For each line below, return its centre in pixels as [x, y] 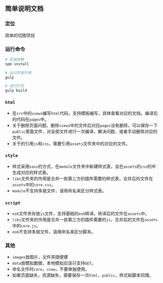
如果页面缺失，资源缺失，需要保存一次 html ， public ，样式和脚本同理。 [83, 275]
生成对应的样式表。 [31, 172]
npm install [17, 64]
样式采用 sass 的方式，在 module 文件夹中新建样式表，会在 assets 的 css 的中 [84, 166]
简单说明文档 [24, 9]
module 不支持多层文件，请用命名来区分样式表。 [59, 191]
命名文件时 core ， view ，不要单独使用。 [51, 269]
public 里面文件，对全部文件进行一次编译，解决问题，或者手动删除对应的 [85, 131]
